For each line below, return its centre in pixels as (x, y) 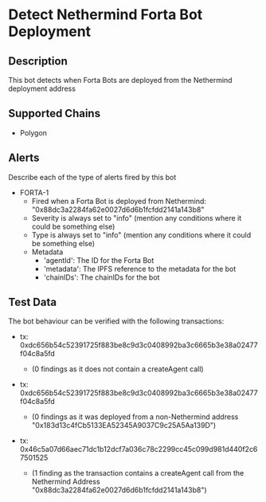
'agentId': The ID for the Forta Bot (99, 260)
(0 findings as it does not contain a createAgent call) (118, 369)
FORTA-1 (34, 192)
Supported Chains (55, 114)
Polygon (33, 132)
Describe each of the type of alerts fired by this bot (92, 177)
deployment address (42, 88)
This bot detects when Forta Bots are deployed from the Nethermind (120, 80)
